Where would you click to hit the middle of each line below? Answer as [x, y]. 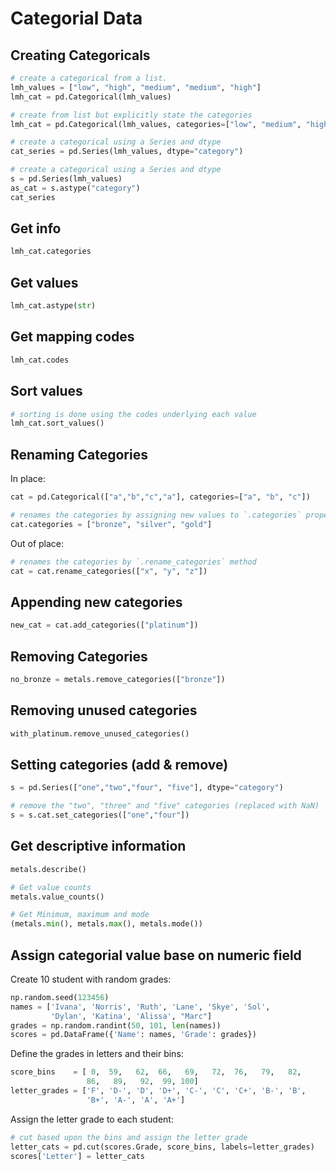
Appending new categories [96, 602]
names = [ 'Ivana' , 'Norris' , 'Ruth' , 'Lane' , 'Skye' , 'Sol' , [140, 1007]
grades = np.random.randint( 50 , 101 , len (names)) [116, 1025]
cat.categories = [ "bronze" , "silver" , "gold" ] [111, 524]
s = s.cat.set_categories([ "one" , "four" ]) [100, 815]
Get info [36, 228]
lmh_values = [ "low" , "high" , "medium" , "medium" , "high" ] [136, 87]
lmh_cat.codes [40, 360]
